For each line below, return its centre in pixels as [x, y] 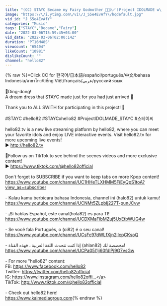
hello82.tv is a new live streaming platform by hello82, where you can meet [82, 129]
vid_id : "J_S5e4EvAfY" [29, 19]
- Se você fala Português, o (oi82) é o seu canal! [55, 230]
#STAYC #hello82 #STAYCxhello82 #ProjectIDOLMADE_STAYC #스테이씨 [80, 119]
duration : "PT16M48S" [28, 42]
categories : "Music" [27, 24]
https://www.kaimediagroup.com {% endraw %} [54, 298]
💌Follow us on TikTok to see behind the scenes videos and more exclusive [81, 156]
